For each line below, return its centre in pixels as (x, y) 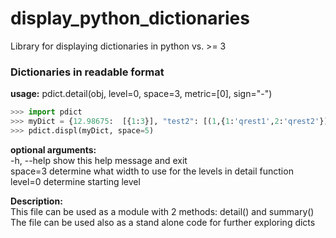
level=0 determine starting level (75, 181)
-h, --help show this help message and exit (99, 160)
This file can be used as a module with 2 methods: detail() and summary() (162, 211)
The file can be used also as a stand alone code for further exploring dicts (163, 222)
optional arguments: (53, 149)
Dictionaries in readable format (87, 72)
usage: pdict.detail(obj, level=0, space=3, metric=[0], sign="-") (141, 94)
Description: (36, 201)
